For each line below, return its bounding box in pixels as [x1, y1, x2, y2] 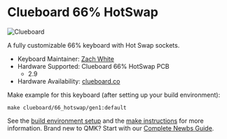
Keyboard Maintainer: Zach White [17, 54, 114, 63]
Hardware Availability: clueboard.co [17, 77, 121, 85]
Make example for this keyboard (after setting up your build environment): [7, 91, 221, 99]
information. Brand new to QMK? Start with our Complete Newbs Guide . [7, 124, 214, 132]
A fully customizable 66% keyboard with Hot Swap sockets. [7, 41, 180, 49]
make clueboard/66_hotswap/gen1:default [7, 104, 128, 111]
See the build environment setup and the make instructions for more [7, 117, 205, 125]
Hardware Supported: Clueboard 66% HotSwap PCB [17, 62, 170, 70]
